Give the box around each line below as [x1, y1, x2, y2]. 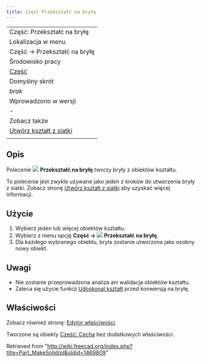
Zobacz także [9, 116, 49, 125]
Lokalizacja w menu [9, 37, 66, 46]
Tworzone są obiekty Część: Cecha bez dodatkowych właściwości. [6, 330, 174, 338]
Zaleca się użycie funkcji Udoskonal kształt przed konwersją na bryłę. [15, 285, 190, 293]
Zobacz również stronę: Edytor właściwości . [6, 319, 117, 326]
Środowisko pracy [9, 57, 61, 66]
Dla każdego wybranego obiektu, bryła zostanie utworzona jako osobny [15, 238, 195, 246]
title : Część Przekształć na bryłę [6, 9, 97, 15]
